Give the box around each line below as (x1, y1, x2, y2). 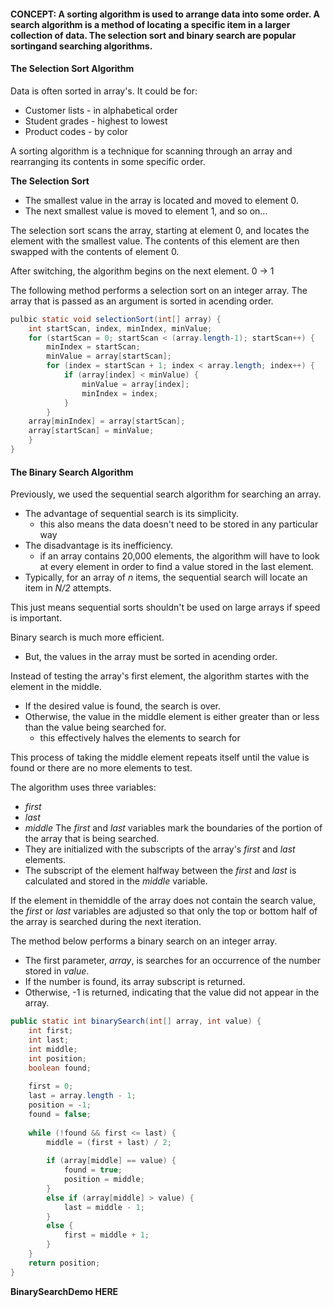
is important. (10, 612, 63, 624)
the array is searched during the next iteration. (10, 916, 202, 928)
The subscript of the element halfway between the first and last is (24, 865, 297, 877)
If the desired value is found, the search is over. (24, 700, 222, 712)
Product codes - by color (24, 125, 128, 137)
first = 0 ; (28, 1081, 74, 1092)
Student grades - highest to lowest (24, 115, 168, 127)
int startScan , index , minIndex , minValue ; (28, 323, 213, 334)
